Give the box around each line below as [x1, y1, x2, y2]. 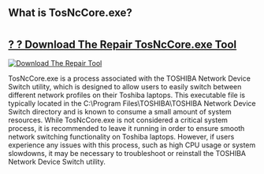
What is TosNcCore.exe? [8, 6, 132, 20]
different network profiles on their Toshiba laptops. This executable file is [8, 90, 246, 100]
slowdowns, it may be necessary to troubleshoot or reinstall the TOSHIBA [8, 149, 247, 158]
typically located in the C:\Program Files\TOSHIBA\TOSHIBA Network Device [8, 99, 256, 108]
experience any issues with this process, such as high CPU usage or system [8, 140, 256, 150]
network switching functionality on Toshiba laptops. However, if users [8, 132, 235, 141]
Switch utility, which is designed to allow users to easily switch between [8, 82, 242, 91]
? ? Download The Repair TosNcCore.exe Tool [8, 38, 237, 51]
